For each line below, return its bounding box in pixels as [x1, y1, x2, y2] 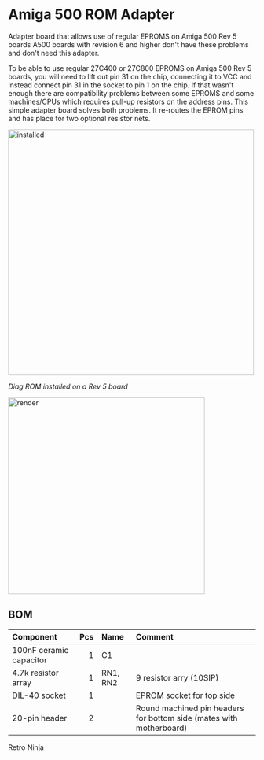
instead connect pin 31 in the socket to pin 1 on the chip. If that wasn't [8, 80, 234, 90]
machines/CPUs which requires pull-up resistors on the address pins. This [8, 97, 249, 106]
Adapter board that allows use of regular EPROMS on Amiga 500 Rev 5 [8, 31, 237, 41]
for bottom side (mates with [136, 712, 238, 723]
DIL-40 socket [12, 690, 67, 701]
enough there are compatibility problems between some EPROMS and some [8, 88, 255, 98]
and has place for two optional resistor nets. [8, 113, 151, 123]
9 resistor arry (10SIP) [136, 672, 219, 683]
